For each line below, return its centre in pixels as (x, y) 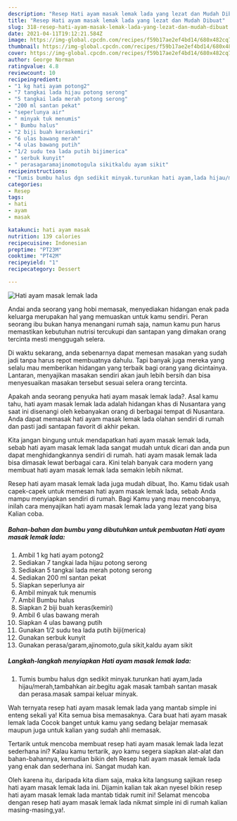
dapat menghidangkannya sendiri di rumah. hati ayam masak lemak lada (113, 455)
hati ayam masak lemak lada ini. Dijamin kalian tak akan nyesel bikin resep (115, 787)
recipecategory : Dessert (44, 269)
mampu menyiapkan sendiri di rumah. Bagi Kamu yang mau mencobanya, (115, 499)
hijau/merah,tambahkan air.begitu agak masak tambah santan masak (117, 686)
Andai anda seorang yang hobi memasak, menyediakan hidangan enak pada (118, 309)
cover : (18, 54)
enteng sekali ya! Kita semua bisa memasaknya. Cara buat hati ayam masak (117, 715)
